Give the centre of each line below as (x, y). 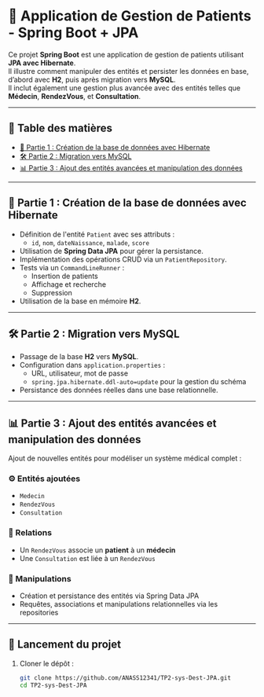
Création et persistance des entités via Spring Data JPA (109, 596)
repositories (39, 613)
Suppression (52, 292)
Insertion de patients (64, 276)
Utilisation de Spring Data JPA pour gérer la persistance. (112, 251)
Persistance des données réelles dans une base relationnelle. (119, 390)
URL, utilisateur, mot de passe (79, 373)
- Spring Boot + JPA (73, 33)
